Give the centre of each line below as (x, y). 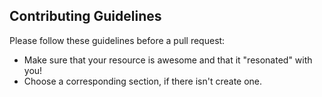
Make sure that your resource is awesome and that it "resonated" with (168, 60)
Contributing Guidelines (85, 16)
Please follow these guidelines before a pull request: (117, 40)
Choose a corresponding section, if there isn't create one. (143, 81)
